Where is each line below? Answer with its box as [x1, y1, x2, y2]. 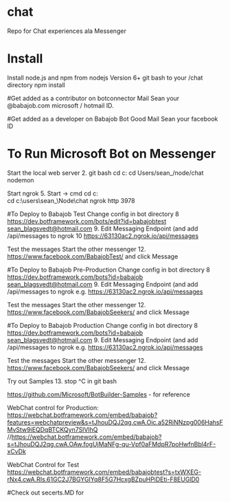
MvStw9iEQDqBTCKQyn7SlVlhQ [7, 425, 98, 433]
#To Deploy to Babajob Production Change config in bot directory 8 [7, 321, 198, 329]
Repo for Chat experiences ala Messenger [7, 27, 127, 35]
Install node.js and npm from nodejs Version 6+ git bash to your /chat [7, 73, 203, 82]
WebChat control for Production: [7, 403, 99, 411]
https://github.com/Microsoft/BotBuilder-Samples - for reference [7, 390, 190, 398]
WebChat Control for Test [7, 460, 80, 468]
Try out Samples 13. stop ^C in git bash [7, 376, 117, 385]
